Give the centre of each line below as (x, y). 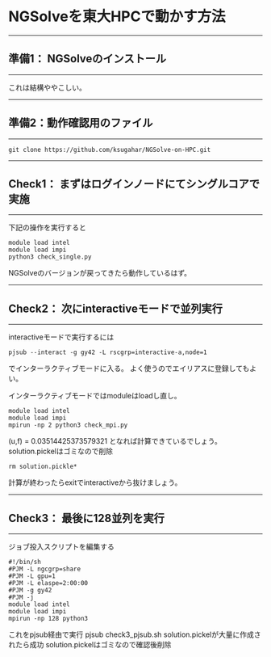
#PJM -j (21, 597)
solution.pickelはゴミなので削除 (61, 451)
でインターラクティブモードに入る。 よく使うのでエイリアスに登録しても (129, 369)
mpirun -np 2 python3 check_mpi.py (68, 425)
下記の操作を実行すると (47, 228)
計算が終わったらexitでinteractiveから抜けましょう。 (95, 482)
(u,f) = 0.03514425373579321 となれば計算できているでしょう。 (115, 441)
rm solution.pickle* (43, 467)
